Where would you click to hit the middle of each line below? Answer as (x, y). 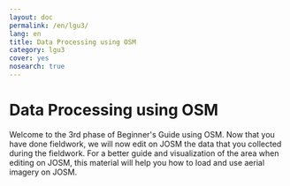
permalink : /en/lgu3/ (49, 26)
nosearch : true (37, 67)
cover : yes (29, 58)
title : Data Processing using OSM (73, 42)
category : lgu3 (37, 50)
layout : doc (31, 17)
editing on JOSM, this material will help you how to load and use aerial (137, 162)
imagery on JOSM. (43, 172)
